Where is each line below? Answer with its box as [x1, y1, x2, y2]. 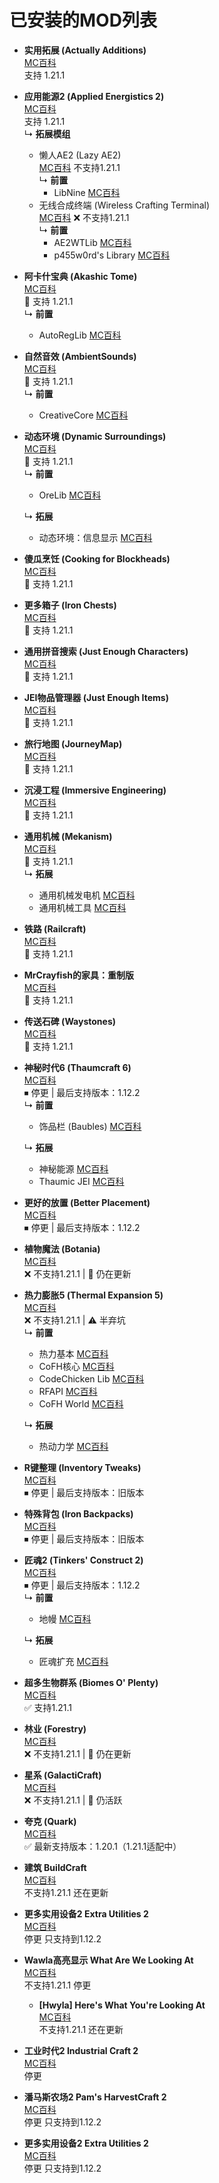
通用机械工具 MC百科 [38, 901, 127, 913]
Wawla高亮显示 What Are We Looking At [23, 1954, 194, 1966]
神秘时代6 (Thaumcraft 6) [23, 1061, 132, 1073]
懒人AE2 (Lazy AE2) [38, 149, 122, 161]
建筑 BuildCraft [23, 1861, 87, 1873]
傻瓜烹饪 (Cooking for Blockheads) [23, 552, 171, 565]
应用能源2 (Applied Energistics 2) [23, 90, 165, 102]
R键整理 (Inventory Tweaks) [23, 1461, 142, 1473]
